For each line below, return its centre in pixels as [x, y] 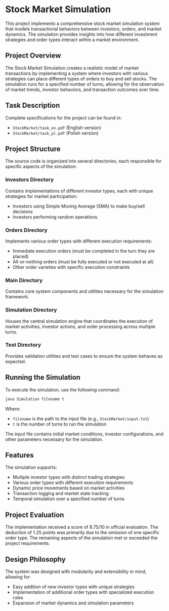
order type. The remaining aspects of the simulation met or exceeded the [81, 538]
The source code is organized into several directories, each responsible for [83, 161]
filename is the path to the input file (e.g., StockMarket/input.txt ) [81, 418]
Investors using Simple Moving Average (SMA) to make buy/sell [79, 206]
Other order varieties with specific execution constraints [71, 267]
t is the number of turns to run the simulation [59, 424]
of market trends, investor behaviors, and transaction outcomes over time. [82, 89]
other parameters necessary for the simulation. [54, 439]
